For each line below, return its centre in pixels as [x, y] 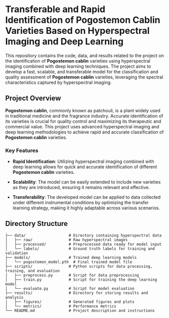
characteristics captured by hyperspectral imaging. [59, 82]
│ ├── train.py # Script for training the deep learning [81, 280]
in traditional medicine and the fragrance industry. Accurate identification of [84, 116]
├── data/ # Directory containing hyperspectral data [83, 235]
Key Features [22, 150]
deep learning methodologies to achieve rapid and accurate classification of [85, 132]
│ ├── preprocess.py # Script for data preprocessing [72, 275]
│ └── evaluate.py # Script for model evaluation [70, 288]
